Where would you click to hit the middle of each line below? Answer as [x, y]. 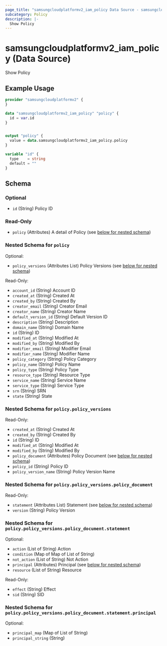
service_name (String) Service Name [49, 380]
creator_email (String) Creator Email [49, 306]
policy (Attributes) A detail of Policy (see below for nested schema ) [82, 232]
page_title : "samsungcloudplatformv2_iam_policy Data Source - [72, 10]
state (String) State [32, 396]
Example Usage [30, 88]
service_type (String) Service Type [48, 385]
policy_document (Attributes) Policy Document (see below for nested [82, 456]
